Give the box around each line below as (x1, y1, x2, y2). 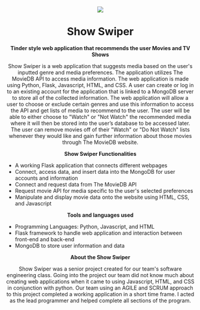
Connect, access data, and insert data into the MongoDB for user (14, 168, 176, 175)
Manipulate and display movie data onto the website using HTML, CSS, (14, 194, 190, 201)
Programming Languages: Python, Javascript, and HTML (14, 223, 155, 230)
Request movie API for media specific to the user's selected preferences (14, 187, 193, 194)
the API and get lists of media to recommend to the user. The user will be (11, 107, 190, 114)
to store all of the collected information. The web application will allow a (12, 94, 189, 101)
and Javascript (14, 199, 52, 207)
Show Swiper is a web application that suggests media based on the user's (8, 62, 193, 69)
